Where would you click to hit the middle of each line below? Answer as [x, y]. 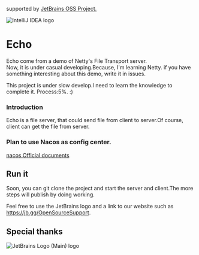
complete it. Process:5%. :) [40, 92]
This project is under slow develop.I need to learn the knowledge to [89, 85]
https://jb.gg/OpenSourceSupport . [49, 212]
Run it [17, 174]
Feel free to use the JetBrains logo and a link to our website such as [90, 207]
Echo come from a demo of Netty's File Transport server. [77, 61]
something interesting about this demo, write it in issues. [76, 74]
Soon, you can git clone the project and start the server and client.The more [100, 189]
